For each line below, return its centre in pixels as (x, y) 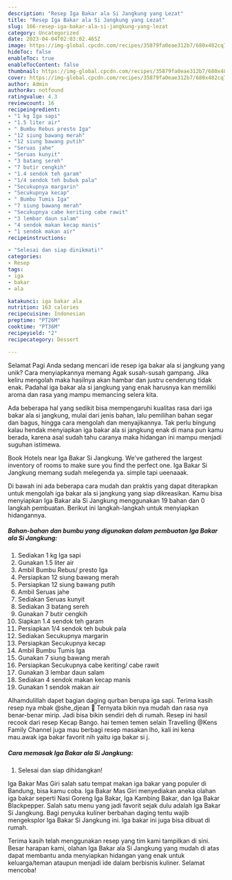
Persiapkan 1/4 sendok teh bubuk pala (72, 628)
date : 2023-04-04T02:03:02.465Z (54, 39)
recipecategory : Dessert (43, 339)
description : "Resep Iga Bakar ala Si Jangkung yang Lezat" (96, 13)
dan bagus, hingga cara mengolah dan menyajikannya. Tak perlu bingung (112, 422)
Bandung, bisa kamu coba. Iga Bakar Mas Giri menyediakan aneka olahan (112, 791)
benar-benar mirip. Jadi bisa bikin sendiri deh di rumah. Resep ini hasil (107, 715)
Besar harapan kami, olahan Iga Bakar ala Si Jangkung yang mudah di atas (114, 848)
